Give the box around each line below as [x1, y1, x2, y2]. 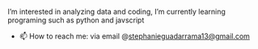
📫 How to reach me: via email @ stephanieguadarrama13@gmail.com [19, 31, 250, 41]
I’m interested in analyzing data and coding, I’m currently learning [7, 7, 226, 16]
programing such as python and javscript [7, 15, 145, 25]
